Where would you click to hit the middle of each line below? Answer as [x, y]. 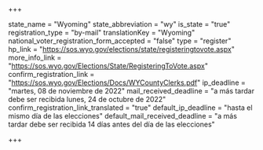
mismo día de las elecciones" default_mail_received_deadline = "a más [123, 116]
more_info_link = [35, 57]
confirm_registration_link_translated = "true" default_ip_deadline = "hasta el [130, 108]
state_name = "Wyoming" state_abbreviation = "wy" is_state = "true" [119, 24]
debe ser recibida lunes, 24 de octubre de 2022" [87, 99]
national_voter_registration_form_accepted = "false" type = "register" [120, 41]
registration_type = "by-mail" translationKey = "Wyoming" [102, 33]
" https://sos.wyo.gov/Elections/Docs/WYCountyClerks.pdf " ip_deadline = [127, 82]
